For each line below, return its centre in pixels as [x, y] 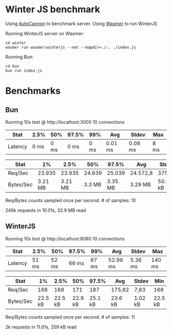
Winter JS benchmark [53, 9]
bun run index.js [24, 71]
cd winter [16, 43]
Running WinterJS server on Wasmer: [45, 33]
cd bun [12, 66]
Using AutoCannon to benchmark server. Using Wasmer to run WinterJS [81, 24]
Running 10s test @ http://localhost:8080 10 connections [65, 238]
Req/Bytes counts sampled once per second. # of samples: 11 [70, 317]
